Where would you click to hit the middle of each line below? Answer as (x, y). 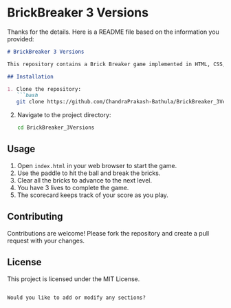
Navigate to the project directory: (64, 115)
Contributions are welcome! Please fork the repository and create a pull (108, 233)
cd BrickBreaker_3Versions (56, 128)
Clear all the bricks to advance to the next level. (85, 180)
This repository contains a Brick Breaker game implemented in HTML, (109, 64)
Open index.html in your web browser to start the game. (97, 165)
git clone (30, 102)
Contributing (35, 217)
